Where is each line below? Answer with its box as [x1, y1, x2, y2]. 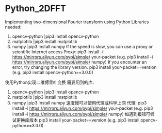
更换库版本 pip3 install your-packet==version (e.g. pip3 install [16, 117, 140, 123]
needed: [5, 24, 22, 30]
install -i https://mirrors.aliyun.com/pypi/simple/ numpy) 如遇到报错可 [12, 111, 150, 117]
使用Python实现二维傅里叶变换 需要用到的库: [5, 79, 94, 85]
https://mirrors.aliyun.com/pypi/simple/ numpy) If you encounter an [12, 59, 147, 65]
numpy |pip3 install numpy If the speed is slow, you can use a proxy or [12, 44, 153, 49]
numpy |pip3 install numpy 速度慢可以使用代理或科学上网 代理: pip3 [12, 100, 147, 105]
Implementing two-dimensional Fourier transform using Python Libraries [5, 19, 149, 25]
